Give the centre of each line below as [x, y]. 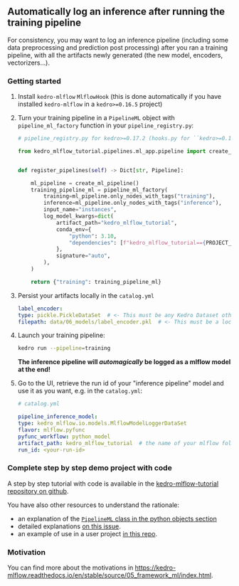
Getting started [34, 81]
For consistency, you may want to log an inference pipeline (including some [118, 40]
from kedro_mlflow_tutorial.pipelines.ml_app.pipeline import [112, 151]
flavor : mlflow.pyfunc [51, 430]
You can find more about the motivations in [70, 568]
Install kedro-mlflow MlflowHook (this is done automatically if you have [119, 97]
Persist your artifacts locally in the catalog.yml [86, 295]
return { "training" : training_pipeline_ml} [96, 282]
